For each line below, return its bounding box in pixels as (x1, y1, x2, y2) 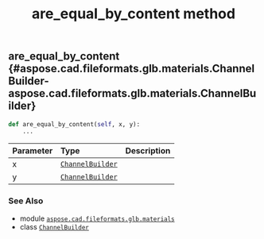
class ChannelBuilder (19, 222, 89, 231)
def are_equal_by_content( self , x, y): (8, 120, 141, 128)
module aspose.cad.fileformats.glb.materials (19, 214, 175, 223)
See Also (8, 195, 44, 206)
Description (125, 145, 171, 156)
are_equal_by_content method (31, 5, 236, 23)
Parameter (12, 145, 53, 156)
